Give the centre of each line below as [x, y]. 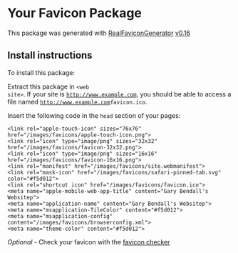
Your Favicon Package [75, 13]
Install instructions [50, 55]
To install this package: [41, 72]
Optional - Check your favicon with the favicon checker [89, 242]
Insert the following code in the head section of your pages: [94, 115]
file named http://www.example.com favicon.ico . [77, 101]
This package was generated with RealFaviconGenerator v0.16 [99, 33]
